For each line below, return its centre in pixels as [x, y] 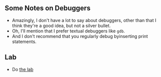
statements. [24, 41]
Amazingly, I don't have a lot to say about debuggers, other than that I [84, 20]
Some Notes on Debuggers [48, 8]
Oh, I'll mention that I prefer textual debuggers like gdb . [68, 31]
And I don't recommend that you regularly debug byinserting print [80, 36]
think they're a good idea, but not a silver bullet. [61, 25]
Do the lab [23, 69]
